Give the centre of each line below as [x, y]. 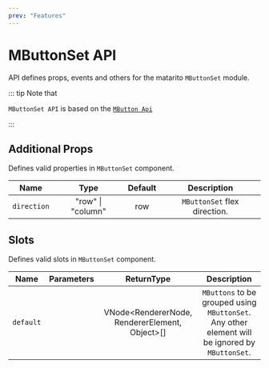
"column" [88, 211]
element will [229, 333]
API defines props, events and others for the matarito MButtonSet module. [129, 78]
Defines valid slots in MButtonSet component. [82, 259]
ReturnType [148, 279]
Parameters [72, 279]
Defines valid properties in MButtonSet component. [91, 168]
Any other [229, 322]
